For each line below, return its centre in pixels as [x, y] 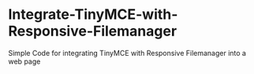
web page [24, 61]
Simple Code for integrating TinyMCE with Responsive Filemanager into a [127, 53]
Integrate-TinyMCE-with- [93, 15]
